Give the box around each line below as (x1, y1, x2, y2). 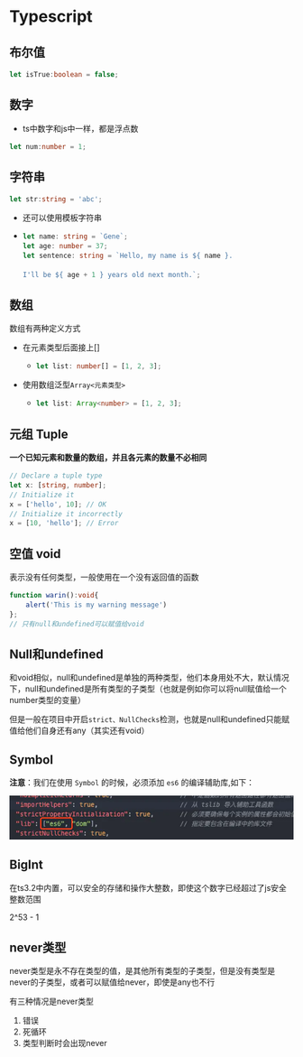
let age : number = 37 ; (22, 242, 108, 251)
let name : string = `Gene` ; (22, 232, 129, 241)
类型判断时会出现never (22, 1038, 107, 1049)
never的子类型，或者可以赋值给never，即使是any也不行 (9, 977, 216, 987)
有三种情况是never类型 (9, 996, 95, 1007)
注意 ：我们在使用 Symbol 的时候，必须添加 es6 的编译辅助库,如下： (9, 777, 255, 788)
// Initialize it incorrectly (9, 509, 124, 518)
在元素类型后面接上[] (22, 342, 101, 353)
